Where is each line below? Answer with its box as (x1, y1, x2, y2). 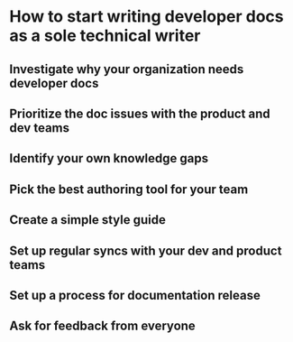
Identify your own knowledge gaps (9, 151, 209, 166)
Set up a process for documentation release (9, 287, 261, 303)
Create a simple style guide (9, 212, 167, 227)
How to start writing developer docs (9, 6, 284, 27)
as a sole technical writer (9, 25, 201, 46)
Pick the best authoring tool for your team (9, 181, 249, 197)
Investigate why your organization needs (9, 61, 244, 77)
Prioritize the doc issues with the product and (9, 106, 270, 121)
